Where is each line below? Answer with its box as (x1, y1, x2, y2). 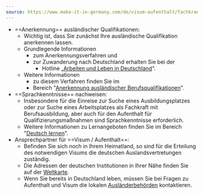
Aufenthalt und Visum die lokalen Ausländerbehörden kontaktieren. (23, 181, 192, 189)
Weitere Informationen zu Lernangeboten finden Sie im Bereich (23, 123, 182, 130)
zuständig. (23, 155, 51, 162)
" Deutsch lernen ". (23, 129, 68, 137)
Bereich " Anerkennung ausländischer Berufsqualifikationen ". (32, 84, 185, 92)
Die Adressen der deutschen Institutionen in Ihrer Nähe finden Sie (23, 162, 189, 169)
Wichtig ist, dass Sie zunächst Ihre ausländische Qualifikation (23, 32, 178, 40)
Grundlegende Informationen (23, 45, 97, 52)
